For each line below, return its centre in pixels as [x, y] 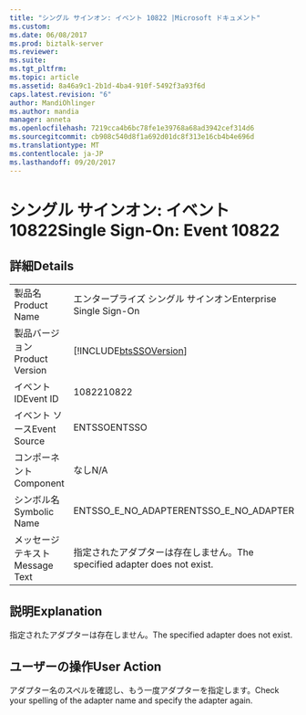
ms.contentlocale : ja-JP [56, 153]
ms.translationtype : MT [55, 145]
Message [34, 565]
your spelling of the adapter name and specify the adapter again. [131, 700]
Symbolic [34, 511]
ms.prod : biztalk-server [56, 43]
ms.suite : [28, 60]
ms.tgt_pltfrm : [38, 69]
